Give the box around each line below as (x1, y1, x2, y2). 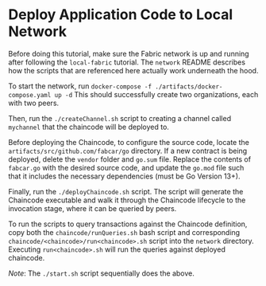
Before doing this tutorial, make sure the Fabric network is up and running (8, 49, 249, 58)
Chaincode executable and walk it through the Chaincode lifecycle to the (8, 195, 246, 205)
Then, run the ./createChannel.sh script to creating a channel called (8, 113, 232, 123)
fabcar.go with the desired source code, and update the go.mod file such (8, 163, 245, 172)
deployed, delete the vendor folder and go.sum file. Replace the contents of (8, 154, 252, 164)
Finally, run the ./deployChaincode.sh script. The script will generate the (8, 186, 244, 196)
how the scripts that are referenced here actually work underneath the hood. (8, 65, 259, 75)
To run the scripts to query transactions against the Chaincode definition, (8, 219, 248, 229)
